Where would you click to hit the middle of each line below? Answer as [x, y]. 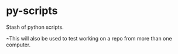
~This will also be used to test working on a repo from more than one [89, 38]
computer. [18, 45]
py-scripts [32, 11]
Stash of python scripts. [35, 27]
